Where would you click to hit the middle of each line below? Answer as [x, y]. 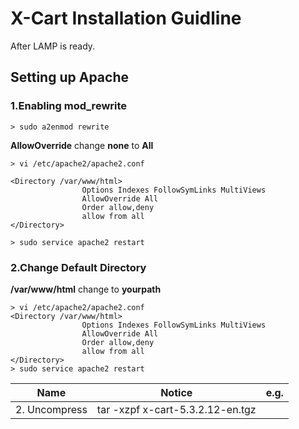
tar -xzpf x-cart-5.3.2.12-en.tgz [176, 409]
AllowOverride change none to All [82, 145]
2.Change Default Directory [78, 267]
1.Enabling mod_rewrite [69, 106]
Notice [176, 392]
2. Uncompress [51, 409]
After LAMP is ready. [53, 46]
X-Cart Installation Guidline [126, 18]
